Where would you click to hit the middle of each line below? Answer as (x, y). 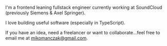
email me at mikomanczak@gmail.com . (47, 38)
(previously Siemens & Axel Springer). (45, 13)
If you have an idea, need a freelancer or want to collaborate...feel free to (83, 32)
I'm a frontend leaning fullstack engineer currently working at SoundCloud (84, 7)
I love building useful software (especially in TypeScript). (66, 23)
